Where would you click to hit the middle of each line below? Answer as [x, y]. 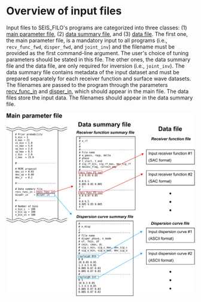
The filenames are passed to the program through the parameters [87, 84]
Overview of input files [64, 11]
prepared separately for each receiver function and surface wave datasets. [99, 78]
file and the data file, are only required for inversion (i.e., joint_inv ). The [95, 66]
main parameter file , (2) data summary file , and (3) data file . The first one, [97, 34]
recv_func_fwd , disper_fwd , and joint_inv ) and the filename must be [91, 47]
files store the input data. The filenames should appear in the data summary [100, 98]
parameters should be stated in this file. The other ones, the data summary [98, 59]
